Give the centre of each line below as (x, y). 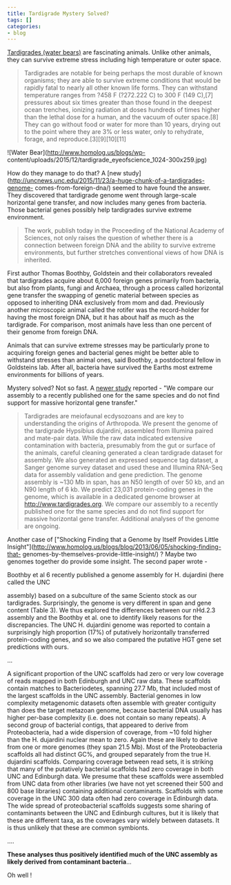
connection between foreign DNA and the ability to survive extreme (120, 245)
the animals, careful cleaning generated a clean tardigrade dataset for (123, 453)
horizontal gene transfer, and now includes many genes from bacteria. (107, 203)
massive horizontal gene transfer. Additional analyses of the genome (121, 519)
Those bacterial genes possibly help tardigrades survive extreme (99, 210)
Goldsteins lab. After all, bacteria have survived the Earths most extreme (110, 367)
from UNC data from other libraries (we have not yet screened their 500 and (115, 784)
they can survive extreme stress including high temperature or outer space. (114, 60)
